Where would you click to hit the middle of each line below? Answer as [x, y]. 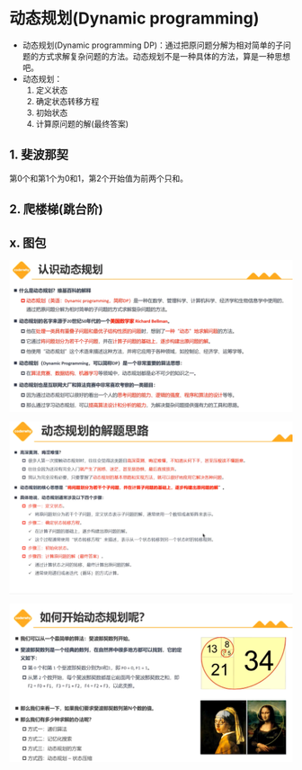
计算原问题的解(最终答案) [82, 123]
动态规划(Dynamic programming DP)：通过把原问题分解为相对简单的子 [153, 45]
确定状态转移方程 [67, 101]
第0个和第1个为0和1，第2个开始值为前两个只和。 [99, 178]
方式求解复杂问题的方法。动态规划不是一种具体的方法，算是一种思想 [164, 56]
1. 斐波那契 [39, 155]
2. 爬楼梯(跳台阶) [56, 209]
